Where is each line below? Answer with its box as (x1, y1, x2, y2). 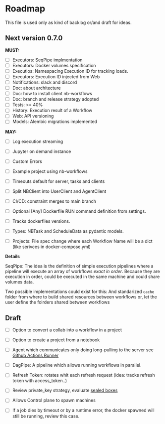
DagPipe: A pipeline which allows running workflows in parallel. (12, 362, 142, 368)
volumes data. (5, 279, 34, 285)
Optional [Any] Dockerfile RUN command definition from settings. (12, 208, 146, 214)
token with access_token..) (12, 378, 67, 384)
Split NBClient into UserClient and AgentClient (12, 188, 107, 194)
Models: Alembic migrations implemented (12, 119, 98, 125)
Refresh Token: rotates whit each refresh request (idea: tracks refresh (12, 372, 155, 378)
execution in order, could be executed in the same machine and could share (5, 274, 160, 280)
